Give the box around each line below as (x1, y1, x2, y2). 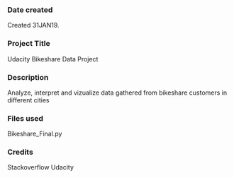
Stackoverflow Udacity (7, 163, 74, 172)
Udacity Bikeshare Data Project (7, 54, 99, 63)
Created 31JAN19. (7, 21, 60, 30)
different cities (7, 95, 50, 104)
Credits (7, 147, 33, 157)
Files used (7, 113, 44, 123)
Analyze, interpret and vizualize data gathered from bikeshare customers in (7, 88, 228, 97)
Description (7, 72, 49, 82)
